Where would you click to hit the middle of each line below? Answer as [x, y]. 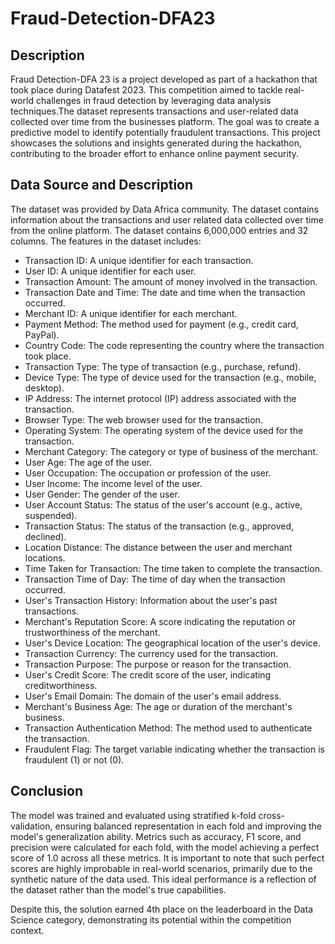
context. [27, 930]
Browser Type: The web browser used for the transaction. [143, 419]
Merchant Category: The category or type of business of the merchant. [171, 451]
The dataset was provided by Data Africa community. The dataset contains [164, 209]
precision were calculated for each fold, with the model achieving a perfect [165, 847]
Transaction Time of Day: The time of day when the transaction [155, 579]
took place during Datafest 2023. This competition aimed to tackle [146, 90]
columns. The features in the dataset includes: [106, 241]
